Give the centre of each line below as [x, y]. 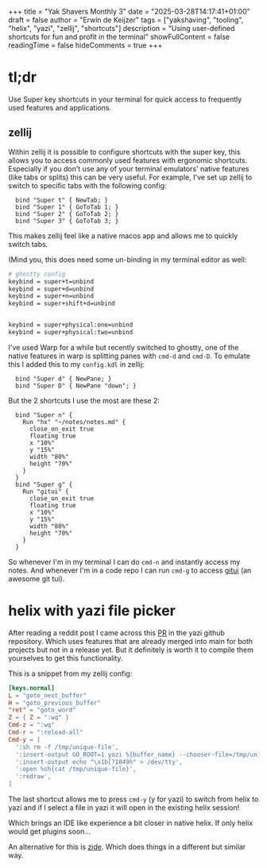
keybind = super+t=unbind [51, 281]
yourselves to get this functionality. [66, 658]
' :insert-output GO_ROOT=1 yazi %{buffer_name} [96, 754]
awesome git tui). [37, 578]
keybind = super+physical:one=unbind [71, 325]
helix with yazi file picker [92, 611]
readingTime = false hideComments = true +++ [85, 45]
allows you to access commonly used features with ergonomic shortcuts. [128, 160]
